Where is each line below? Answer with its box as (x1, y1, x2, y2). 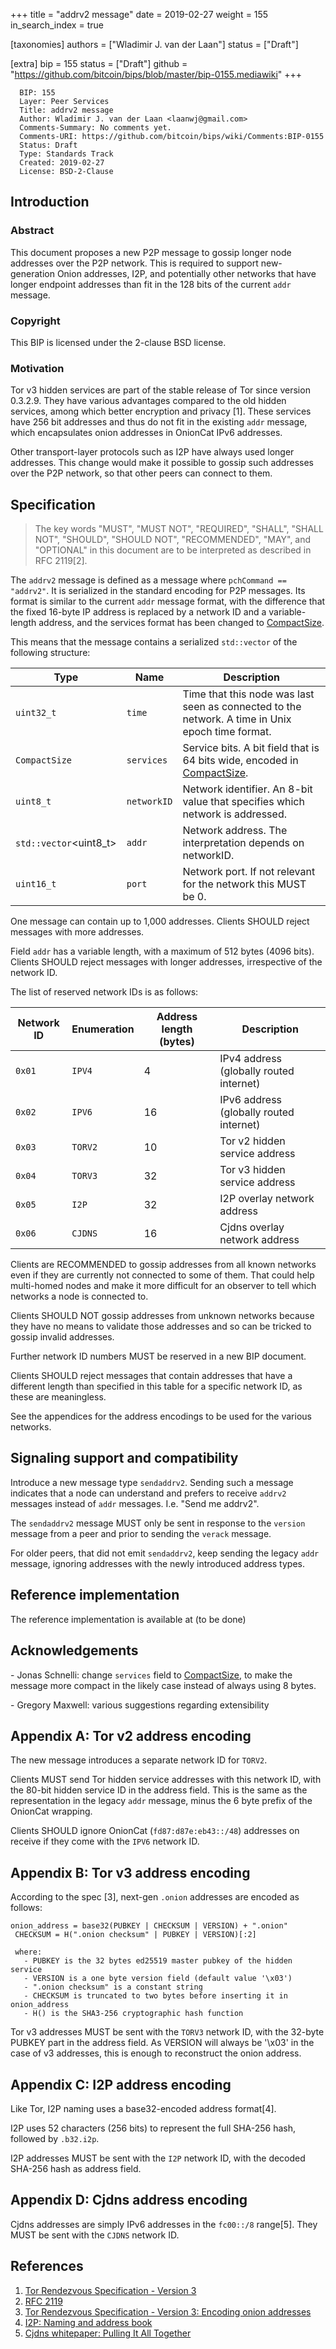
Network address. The (182, 824, 288, 838)
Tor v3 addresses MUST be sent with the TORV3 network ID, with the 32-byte (10, 2026, 325, 2038)
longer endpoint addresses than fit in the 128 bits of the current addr (10, 278, 292, 290)
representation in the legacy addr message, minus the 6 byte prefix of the (10, 1795, 313, 1807)
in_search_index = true (10, 19, 104, 31)
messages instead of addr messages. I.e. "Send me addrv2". (10, 1497, 260, 1509)
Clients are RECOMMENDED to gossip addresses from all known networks (10, 1259, 317, 1271)
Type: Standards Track (19, 149, 114, 159)
